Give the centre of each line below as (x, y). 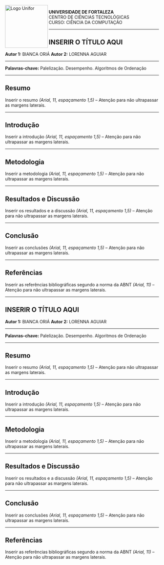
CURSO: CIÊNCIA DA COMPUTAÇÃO (85, 22)
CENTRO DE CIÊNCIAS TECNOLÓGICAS (89, 17)
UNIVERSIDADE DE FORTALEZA (81, 12)
